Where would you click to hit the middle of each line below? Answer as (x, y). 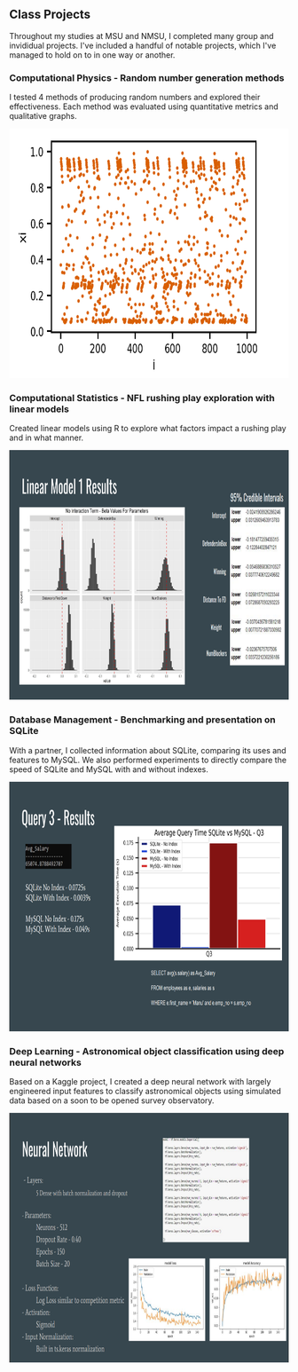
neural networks (45, 1062)
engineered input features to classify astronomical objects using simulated (145, 1091)
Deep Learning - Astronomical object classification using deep (147, 1051)
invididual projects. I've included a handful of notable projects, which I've (143, 45)
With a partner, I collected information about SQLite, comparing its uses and (148, 750)
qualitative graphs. (43, 116)
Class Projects (50, 15)
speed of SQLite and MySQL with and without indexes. (109, 769)
